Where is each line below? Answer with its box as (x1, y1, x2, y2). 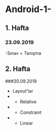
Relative (19, 98, 36, 104)
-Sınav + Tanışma (5, 50, 41, 56)
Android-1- (5, 4, 51, 15)
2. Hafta (5, 64, 30, 74)
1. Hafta (5, 24, 29, 32)
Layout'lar (12, 88, 33, 94)
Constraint (19, 109, 41, 115)
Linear (19, 120, 33, 126)
